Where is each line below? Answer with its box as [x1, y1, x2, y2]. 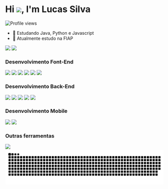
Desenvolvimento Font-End [5, 58, 74, 65]
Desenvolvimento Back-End [5, 83, 74, 90]
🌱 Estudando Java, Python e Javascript [12, 30, 94, 36]
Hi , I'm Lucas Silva [5, 4, 91, 15]
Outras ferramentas [5, 132, 54, 139]
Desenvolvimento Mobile [5, 107, 68, 114]
